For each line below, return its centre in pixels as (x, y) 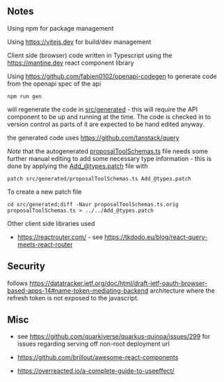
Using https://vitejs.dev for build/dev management (79, 42)
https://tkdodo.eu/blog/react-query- (156, 237)
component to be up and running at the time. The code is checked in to (109, 116)
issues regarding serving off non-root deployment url (94, 344)
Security (26, 267)
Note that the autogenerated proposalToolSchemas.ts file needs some (108, 151)
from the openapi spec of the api (54, 84)
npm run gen (24, 96)
